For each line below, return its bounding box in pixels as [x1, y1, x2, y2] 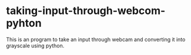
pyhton [6, 16, 42, 30]
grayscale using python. [6, 42, 65, 49]
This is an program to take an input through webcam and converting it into [6, 36, 186, 43]
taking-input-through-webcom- [6, 4, 166, 18]
